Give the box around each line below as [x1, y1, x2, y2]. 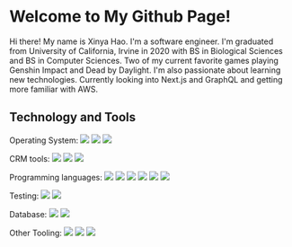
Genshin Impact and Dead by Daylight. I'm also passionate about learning [9, 65, 281, 75]
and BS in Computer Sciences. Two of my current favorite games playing [9, 55, 279, 66]
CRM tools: [9, 153, 50, 163]
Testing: [9, 190, 40, 201]
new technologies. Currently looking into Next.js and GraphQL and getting [9, 74, 283, 84]
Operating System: [9, 135, 79, 146]
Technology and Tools [9, 110, 137, 125]
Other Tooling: [9, 227, 63, 238]
